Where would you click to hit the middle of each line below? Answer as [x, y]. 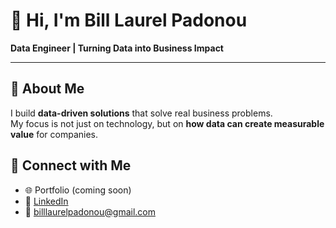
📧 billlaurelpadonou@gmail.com [90, 211]
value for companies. [54, 134]
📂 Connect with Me [71, 165]
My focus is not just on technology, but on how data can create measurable [167, 123]
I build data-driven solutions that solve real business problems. [141, 113]
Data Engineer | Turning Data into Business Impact [117, 48]
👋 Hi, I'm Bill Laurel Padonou [129, 20]
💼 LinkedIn [46, 201]
